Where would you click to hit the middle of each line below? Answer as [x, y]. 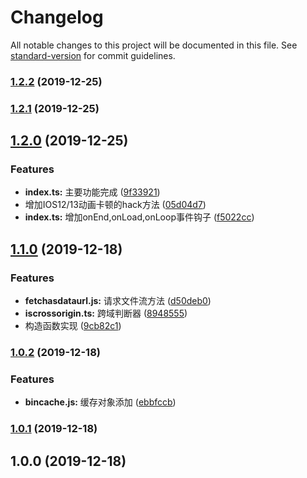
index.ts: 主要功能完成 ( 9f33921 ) [92, 192]
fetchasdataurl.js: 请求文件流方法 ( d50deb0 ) [118, 301]
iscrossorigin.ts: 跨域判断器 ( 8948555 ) [106, 313]
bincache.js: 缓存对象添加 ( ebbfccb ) [100, 402]
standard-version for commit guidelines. [93, 55]
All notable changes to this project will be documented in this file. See [154, 45]
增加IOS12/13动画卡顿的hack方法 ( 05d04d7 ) [115, 205]
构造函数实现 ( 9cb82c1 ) [73, 326]
